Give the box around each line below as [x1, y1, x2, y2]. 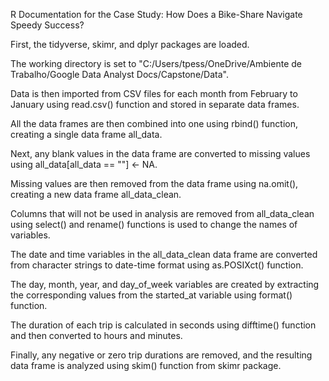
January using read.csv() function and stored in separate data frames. [10, 99, 300, 110]
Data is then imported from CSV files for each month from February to [10, 88, 298, 99]
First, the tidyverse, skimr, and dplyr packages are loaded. [10, 39, 250, 50]
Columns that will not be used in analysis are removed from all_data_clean [10, 208, 315, 219]
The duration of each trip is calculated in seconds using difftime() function [10, 319, 317, 331]
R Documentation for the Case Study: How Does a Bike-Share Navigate [10, 9, 303, 20]
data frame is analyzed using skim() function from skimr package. [10, 360, 282, 371]
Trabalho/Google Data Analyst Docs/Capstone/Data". [10, 69, 229, 80]
